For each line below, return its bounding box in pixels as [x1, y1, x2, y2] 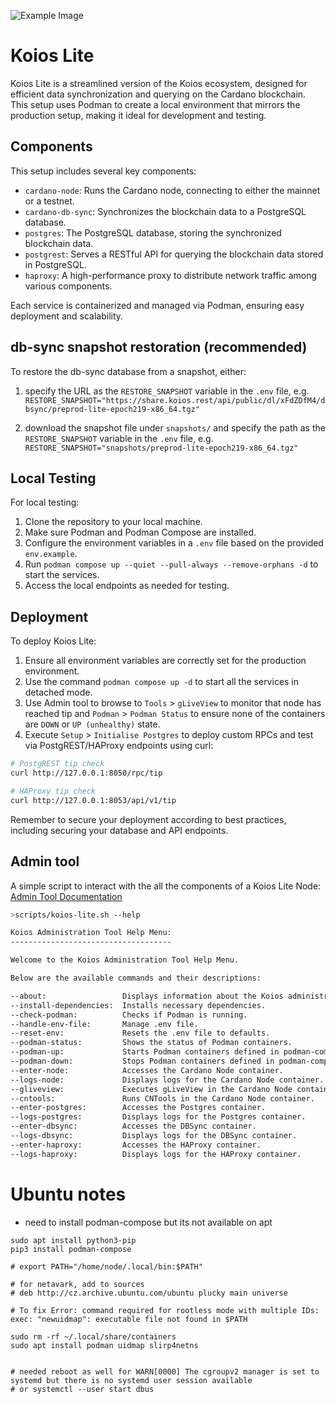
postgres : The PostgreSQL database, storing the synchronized [24, 226, 282, 239]
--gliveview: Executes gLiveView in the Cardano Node [10, 1084, 293, 1094]
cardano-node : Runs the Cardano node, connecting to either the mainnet [24, 184, 321, 196]
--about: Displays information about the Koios [10, 991, 284, 1001]
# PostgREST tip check [10, 759, 105, 769]
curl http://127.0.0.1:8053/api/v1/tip [10, 795, 177, 805]
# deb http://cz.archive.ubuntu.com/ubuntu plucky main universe [10, 1288, 288, 1298]
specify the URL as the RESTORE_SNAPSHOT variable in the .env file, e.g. [24, 385, 310, 397]
